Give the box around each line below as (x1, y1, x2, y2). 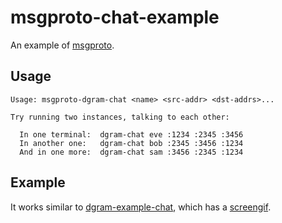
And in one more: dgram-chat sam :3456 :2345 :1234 (19, 147, 244, 157)
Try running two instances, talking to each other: (10, 112, 230, 122)
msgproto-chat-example (10, 6, 220, 29)
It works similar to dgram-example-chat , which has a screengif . (10, 201, 272, 213)
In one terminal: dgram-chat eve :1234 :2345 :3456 (19, 129, 244, 140)
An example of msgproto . (10, 39, 115, 51)
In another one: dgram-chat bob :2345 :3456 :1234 (19, 138, 244, 148)
